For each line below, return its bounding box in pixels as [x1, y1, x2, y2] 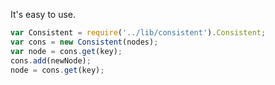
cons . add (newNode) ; [10, 55, 92, 66]
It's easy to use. [10, 9, 77, 20]
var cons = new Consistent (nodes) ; [10, 37, 159, 47]
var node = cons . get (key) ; [10, 46, 123, 56]
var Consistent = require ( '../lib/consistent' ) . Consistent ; [10, 28, 267, 38]
